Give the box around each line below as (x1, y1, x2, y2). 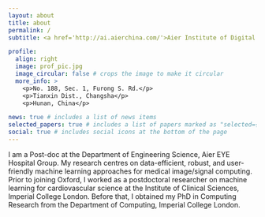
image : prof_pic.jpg (15, 62, 83, 71)
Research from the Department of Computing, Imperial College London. (8, 200, 241, 209)
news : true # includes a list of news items (8, 114, 157, 122)
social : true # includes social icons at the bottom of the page (8, 128, 227, 137)
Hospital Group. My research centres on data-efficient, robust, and (8, 158, 226, 167)
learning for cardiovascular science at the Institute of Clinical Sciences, (8, 183, 240, 193)
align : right (15, 55, 58, 63)
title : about (8, 19, 51, 27)
